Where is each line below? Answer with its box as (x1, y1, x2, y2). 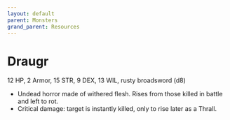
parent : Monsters (7, 17, 58, 24)
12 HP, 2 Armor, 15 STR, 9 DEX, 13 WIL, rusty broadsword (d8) (7, 76, 186, 84)
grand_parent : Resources (7, 23, 80, 30)
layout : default (7, 10, 55, 17)
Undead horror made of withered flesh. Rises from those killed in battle (17, 90, 223, 98)
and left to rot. (17, 97, 59, 105)
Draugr (7, 53, 49, 69)
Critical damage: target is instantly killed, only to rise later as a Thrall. (17, 105, 217, 113)
